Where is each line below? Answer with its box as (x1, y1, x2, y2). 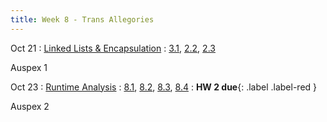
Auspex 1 (10, 61, 48, 73)
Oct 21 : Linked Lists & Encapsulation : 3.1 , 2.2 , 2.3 (10, 42, 216, 54)
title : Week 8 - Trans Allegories (10, 14, 155, 25)
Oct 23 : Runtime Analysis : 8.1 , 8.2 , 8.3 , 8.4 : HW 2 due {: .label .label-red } (10, 81, 318, 93)
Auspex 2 (10, 100, 50, 112)
